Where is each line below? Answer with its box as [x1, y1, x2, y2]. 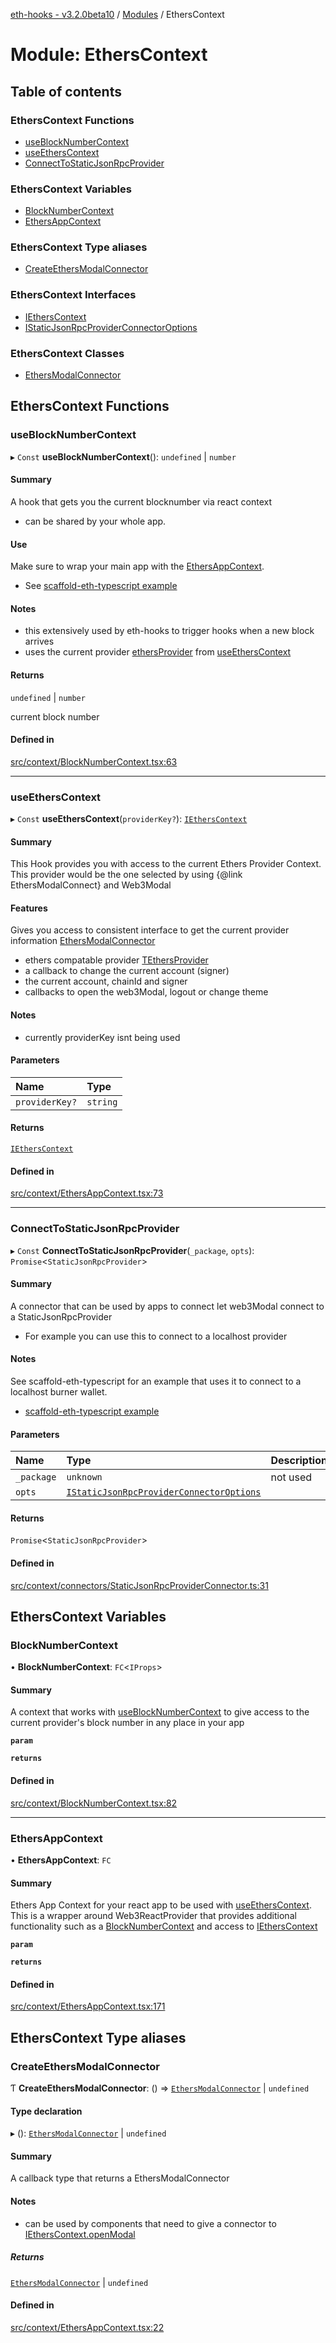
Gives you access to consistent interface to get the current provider [10, 924, 290, 936]
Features [10, 902, 48, 914]
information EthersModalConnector [10, 935, 156, 947]
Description [270, 1454, 328, 1468]
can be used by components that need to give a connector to [24, 2217, 277, 2229]
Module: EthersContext [10, 44, 208, 66]
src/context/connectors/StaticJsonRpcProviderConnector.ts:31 [10, 1579, 269, 1591]
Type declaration [10, 2105, 83, 2117]
